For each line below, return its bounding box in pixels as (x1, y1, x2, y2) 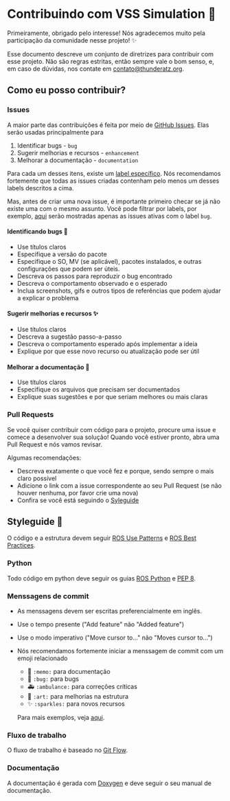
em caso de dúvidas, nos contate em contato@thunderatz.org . (7, 65, 184, 73)
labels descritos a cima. (7, 183, 74, 192)
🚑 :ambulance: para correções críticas (27, 682, 137, 690)
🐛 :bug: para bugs (27, 675, 79, 683)
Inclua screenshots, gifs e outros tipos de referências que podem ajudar (16, 286, 221, 295)
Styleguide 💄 (7, 515, 63, 528)
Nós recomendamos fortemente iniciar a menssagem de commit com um (16, 646, 224, 655)
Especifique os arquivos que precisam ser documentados (16, 385, 181, 394)
